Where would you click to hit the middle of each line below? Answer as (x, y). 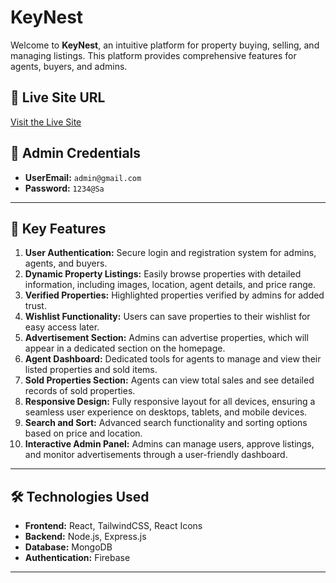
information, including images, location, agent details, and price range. (170, 285)
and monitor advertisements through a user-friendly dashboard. (156, 455)
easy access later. (62, 327)
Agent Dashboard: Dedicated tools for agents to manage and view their (173, 359)
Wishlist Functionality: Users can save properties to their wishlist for (167, 317)
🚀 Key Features (58, 228)
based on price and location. (83, 433)
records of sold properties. (80, 391)
